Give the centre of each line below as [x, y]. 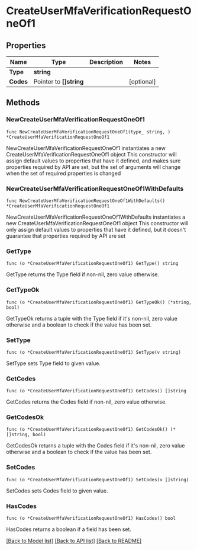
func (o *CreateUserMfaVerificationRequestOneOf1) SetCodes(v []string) [98, 479]
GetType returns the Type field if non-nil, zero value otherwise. [83, 274]
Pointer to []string [59, 81]
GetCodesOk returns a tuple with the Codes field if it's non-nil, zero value [96, 446]
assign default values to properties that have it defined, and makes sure [93, 161]
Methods [23, 103]
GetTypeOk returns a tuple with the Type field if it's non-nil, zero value [92, 318]
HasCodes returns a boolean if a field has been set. [69, 529]
